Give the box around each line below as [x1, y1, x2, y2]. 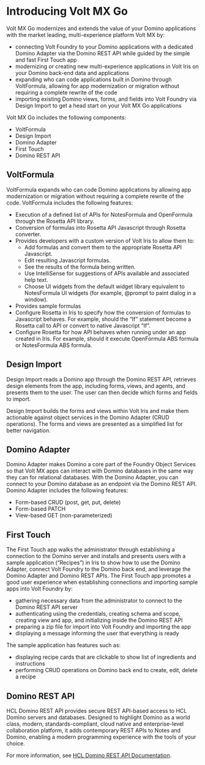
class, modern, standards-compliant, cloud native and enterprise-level [6, 720, 184, 728]
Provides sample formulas [15, 302, 81, 310]
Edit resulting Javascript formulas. [24, 256, 111, 264]
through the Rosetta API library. [15, 217, 95, 225]
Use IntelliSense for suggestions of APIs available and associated [24, 269, 190, 277]
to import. [6, 395, 31, 402]
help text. [24, 276, 48, 283]
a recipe [15, 673, 36, 680]
